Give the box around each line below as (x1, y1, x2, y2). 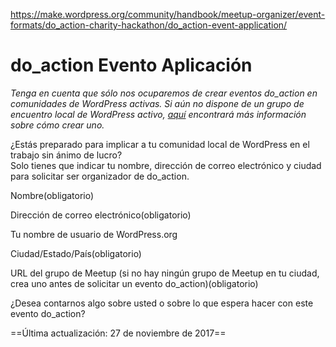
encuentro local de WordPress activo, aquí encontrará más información (10, 108, 307, 120)
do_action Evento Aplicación (10, 54, 253, 77)
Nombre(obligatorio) (10, 189, 95, 201)
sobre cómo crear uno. (10, 119, 105, 131)
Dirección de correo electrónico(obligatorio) (10, 209, 192, 221)
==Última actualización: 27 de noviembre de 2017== (10, 327, 227, 339)
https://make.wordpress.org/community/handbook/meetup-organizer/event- (10, 9, 326, 20)
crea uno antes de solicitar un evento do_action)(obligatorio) (10, 277, 259, 289)
